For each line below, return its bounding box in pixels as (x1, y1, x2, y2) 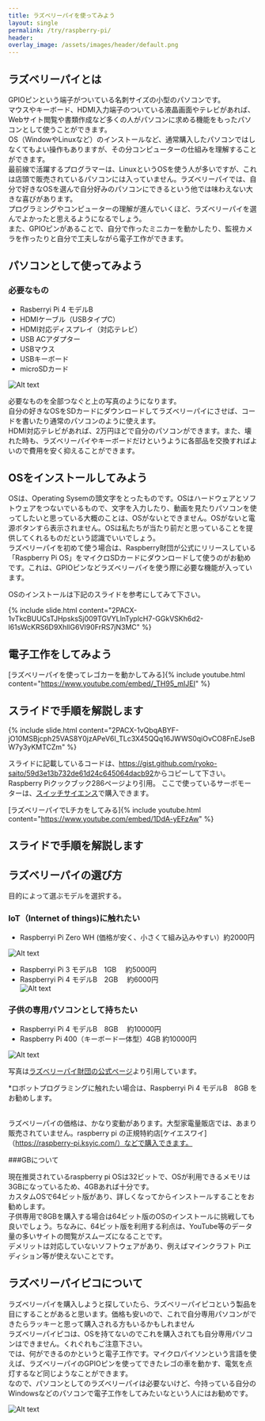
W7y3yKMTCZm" (8, 742, 66, 752)
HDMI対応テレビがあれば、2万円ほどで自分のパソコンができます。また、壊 (8, 426, 252, 435)
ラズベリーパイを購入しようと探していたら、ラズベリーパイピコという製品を (8, 1299, 257, 1308)
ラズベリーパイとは (8, 72, 102, 86)
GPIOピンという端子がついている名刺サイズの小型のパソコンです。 (8, 94, 225, 104)
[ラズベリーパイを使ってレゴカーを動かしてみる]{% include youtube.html (8, 670, 245, 680)
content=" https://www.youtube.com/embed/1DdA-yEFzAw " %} (8, 814, 214, 824)
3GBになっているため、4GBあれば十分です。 (8, 1182, 153, 1191)
